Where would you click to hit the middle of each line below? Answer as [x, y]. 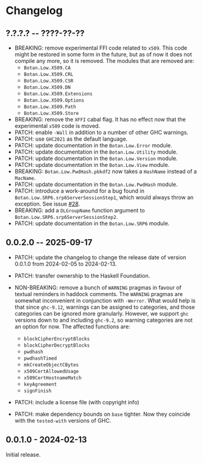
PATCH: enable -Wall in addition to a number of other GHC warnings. [102, 132]
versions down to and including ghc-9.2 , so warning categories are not [104, 320]
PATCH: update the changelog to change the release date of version [100, 257]
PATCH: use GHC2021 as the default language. [71, 139]
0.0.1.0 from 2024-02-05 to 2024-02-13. [66, 264]
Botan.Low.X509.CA [47, 68]
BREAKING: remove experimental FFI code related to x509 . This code [101, 48]
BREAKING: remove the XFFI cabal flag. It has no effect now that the [100, 119]
